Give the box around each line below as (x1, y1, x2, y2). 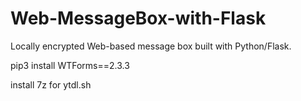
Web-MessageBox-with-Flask (10, 7, 267, 30)
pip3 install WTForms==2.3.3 (10, 59, 130, 71)
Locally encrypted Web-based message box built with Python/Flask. (10, 40, 292, 52)
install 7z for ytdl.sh (10, 78, 92, 91)
